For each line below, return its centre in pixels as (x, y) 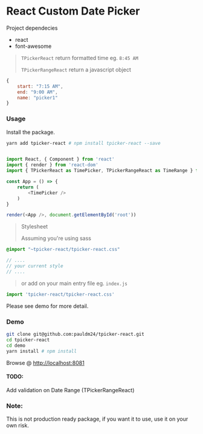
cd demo (16, 346)
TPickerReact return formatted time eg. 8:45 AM (80, 58)
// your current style (35, 266)
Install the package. (31, 132)
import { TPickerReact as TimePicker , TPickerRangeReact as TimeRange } (100, 171)
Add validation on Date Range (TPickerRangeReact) (70, 390)
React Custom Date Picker (73, 11)
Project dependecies (32, 28)
